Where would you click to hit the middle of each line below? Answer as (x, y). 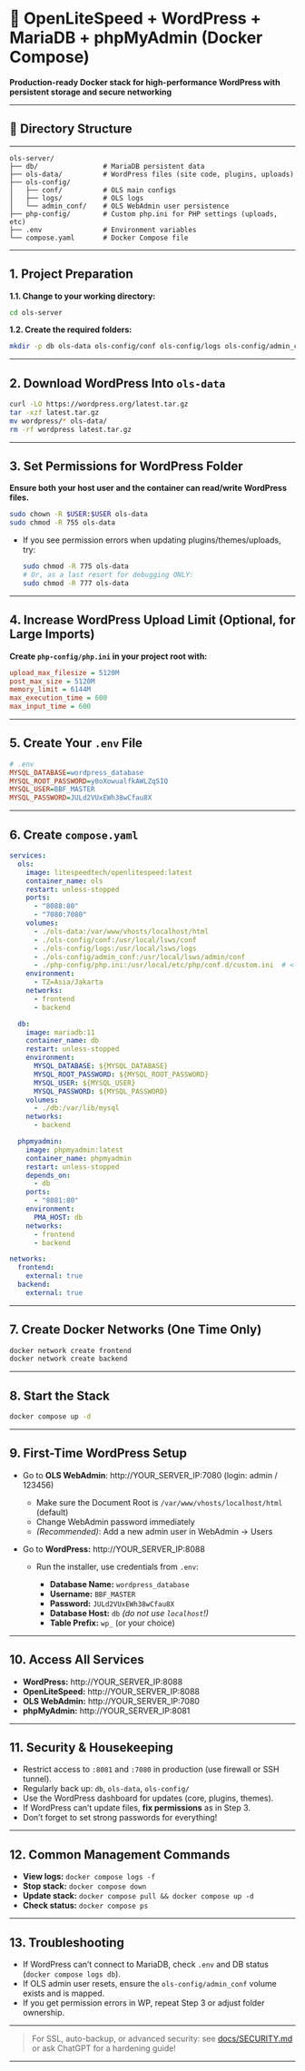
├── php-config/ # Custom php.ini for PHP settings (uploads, (144, 214)
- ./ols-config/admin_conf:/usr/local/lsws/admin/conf (139, 957)
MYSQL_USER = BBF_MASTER (52, 790)
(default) (52, 1512)
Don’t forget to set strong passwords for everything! (120, 1818)
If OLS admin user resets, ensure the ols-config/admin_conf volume (149, 1984)
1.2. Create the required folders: (71, 329)
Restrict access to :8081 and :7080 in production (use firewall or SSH (151, 1770)
